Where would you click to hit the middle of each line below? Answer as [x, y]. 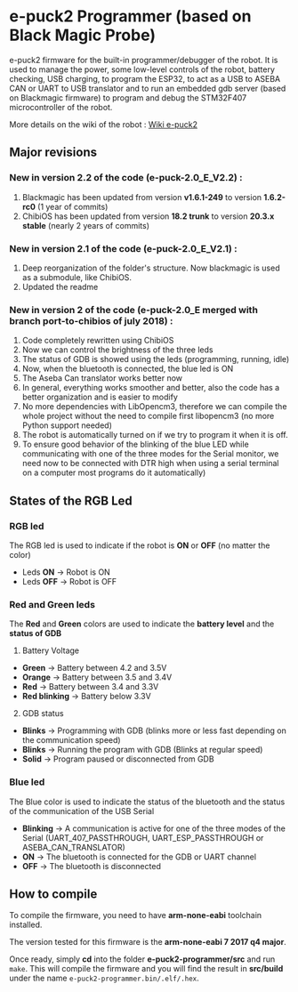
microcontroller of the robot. [61, 107]
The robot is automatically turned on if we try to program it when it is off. [155, 435]
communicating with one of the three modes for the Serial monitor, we [150, 454]
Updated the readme [60, 286]
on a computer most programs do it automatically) [114, 472]
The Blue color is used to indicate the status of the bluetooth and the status [147, 802]
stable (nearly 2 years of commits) [85, 225]
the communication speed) [72, 740]
